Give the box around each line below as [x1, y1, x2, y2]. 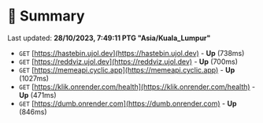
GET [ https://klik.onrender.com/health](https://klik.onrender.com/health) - [18, 82, 256, 91]
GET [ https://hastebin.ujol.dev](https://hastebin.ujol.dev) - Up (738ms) [18, 48, 245, 58]
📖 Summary [7, 7, 85, 25]
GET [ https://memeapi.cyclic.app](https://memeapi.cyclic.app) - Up [18, 65, 235, 74]
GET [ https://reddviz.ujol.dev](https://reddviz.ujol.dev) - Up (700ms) [18, 57, 238, 66]
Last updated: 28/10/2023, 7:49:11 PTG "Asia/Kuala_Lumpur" [7, 33, 211, 43]
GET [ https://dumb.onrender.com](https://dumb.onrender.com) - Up [18, 99, 237, 108]
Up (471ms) [18, 90, 57, 99]
